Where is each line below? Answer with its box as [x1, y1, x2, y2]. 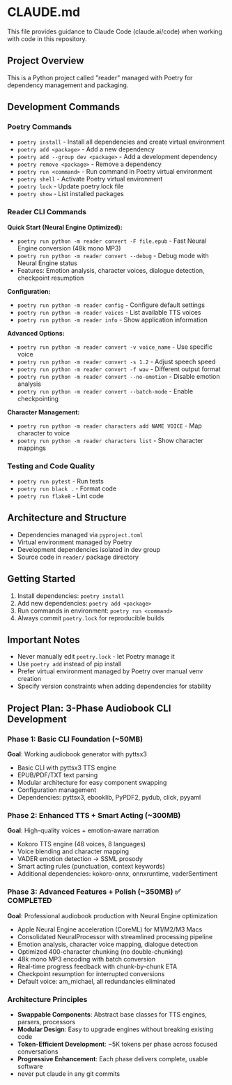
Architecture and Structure [7, 512, 127, 524]
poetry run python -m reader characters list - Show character [17, 436, 203, 444]
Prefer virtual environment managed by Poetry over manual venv [17, 667, 203, 675]
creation [17, 675, 42, 683]
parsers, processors [17, 1018, 75, 1026]
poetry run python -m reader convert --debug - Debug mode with [17, 251, 209, 260]
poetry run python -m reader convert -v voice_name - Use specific [17, 343, 212, 351]
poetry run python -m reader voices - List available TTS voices [17, 308, 201, 316]
